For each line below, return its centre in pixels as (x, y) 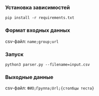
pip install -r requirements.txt (40, 18)
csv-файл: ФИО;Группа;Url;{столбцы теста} (50, 88)
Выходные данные (29, 77)
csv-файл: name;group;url (32, 41)
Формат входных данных (38, 30)
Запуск (14, 54)
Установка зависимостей (38, 7)
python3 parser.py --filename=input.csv (48, 64)
